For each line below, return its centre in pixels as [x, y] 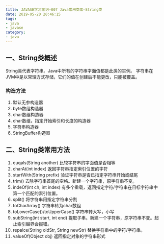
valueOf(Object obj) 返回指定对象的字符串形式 [59, 236]
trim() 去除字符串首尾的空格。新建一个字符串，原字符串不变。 [75, 181]
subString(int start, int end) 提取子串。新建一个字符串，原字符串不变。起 [86, 218]
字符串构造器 [26, 127]
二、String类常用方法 [38, 150]
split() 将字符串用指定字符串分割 [45, 199]
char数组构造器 [28, 114]
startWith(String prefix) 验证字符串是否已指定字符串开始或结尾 [75, 175]
